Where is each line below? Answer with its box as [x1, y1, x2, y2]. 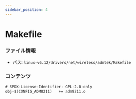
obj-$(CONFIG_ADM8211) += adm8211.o [5, 89, 86, 94]
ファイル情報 [5, 47, 36, 54]
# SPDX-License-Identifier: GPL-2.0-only [5, 85, 93, 90]
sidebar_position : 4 [5, 7, 48, 12]
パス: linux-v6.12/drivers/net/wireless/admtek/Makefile [12, 59, 131, 65]
